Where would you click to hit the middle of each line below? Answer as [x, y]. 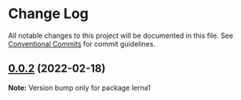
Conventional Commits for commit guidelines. [82, 43]
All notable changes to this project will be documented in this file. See [121, 35]
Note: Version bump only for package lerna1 [80, 87]
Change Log [48, 14]
